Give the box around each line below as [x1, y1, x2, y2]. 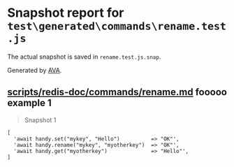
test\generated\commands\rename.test [7, 20, 227, 33]
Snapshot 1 [24, 115, 57, 124]
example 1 [7, 97, 52, 109]
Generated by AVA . [7, 66, 62, 74]
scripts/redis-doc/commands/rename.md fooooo [7, 86, 227, 99]
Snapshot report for [7, 5, 124, 21]
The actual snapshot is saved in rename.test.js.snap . [7, 52, 161, 61]
